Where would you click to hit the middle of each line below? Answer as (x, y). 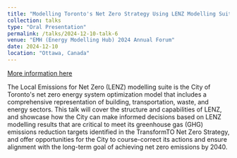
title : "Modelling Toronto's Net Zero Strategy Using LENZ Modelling (112, 14)
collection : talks (34, 20)
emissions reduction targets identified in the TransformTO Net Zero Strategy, (119, 132)
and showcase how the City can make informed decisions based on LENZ (115, 116)
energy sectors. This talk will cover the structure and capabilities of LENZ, (115, 109)
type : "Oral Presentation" (47, 27)
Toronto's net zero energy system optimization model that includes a (107, 94)
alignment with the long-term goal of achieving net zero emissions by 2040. (117, 147)
